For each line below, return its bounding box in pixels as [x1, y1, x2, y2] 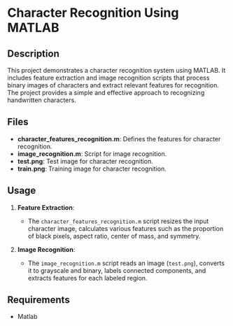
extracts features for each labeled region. [27, 274, 148, 282]
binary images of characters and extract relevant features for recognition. [7, 81, 219, 89]
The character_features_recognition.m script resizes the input [27, 217, 209, 225]
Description [7, 48, 59, 59]
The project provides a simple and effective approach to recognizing [7, 89, 205, 97]
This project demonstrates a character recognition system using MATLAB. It [7, 66, 226, 74]
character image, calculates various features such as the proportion [27, 224, 224, 232]
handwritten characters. [7, 96, 77, 104]
